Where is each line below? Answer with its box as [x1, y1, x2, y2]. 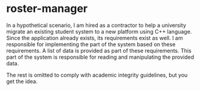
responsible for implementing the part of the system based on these [6, 41, 176, 48]
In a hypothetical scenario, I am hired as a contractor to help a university [6, 22, 186, 29]
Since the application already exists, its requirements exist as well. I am [6, 34, 183, 41]
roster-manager [6, 2, 88, 16]
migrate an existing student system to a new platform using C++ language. [6, 28, 192, 35]
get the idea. [6, 77, 38, 85]
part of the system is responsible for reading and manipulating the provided [6, 53, 195, 60]
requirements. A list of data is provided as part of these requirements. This [6, 47, 192, 54]
